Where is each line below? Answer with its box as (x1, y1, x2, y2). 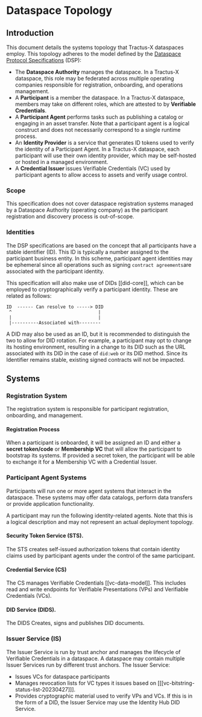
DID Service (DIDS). (6, 606, 56, 613)
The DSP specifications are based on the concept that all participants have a (6, 241, 197, 249)
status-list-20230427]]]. (14, 686, 76, 693)
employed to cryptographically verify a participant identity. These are (6, 286, 178, 293)
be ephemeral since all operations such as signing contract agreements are (6, 261, 192, 268)
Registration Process (6, 425, 60, 433)
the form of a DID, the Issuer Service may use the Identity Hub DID (14, 698, 180, 706)
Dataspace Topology (6, 4, 113, 18)
